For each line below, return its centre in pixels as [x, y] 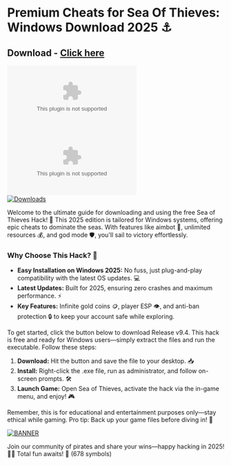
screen [27, 379]
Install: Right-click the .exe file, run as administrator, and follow [107, 371]
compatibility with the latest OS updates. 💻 [79, 278]
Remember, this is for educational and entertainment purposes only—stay [112, 412]
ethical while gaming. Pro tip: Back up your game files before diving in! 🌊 [110, 420]
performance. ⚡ [39, 296]
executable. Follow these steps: [52, 348]
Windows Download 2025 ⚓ [90, 27]
